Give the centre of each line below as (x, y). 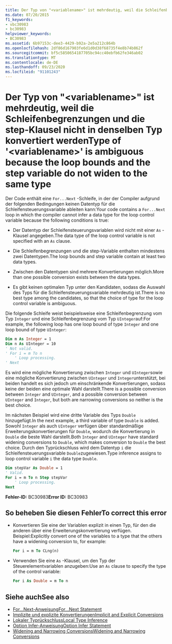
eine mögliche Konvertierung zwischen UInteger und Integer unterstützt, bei (85, 378)
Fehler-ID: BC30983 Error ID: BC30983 (47, 497)
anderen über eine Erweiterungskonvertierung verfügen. (72, 531)
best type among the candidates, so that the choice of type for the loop (88, 298)
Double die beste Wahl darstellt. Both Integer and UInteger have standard (82, 437)
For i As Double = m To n (40, 581)
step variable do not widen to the (77, 173)
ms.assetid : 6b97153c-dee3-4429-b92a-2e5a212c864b (60, 44)
